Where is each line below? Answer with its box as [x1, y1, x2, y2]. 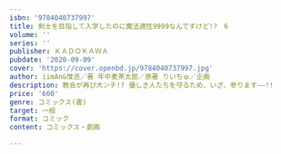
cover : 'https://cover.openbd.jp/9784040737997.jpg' [9, 64, 214, 73]
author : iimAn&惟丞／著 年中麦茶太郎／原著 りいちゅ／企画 [9, 72, 211, 82]
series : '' [9, 38, 51, 48]
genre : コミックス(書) [9, 97, 87, 107]
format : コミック [9, 114, 70, 123]
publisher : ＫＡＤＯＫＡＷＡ [9, 47, 109, 56]
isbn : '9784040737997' [9, 13, 95, 23]
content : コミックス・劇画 [9, 123, 101, 132]
